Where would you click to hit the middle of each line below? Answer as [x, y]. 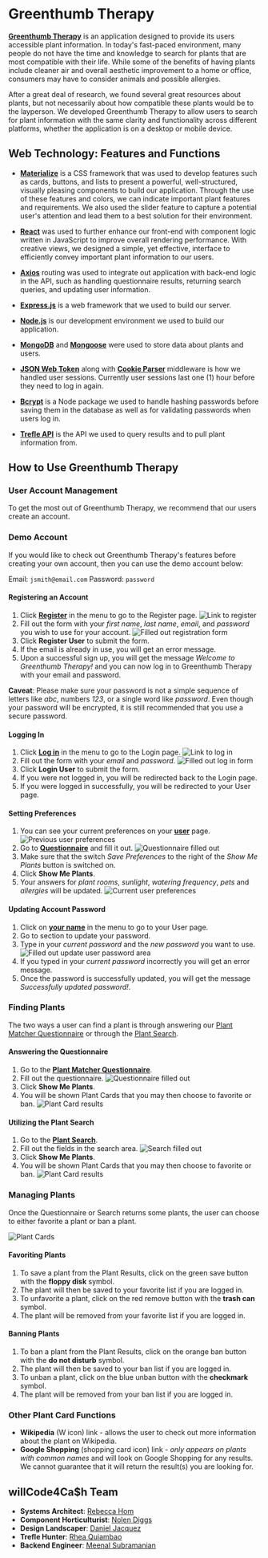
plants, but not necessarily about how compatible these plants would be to [131, 103]
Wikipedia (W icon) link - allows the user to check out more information [138, 1433]
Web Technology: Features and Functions [114, 154]
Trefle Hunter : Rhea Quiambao [71, 1537]
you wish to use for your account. [75, 632]
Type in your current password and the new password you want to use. [138, 944]
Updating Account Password [57, 909]
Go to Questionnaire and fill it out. [76, 848]
